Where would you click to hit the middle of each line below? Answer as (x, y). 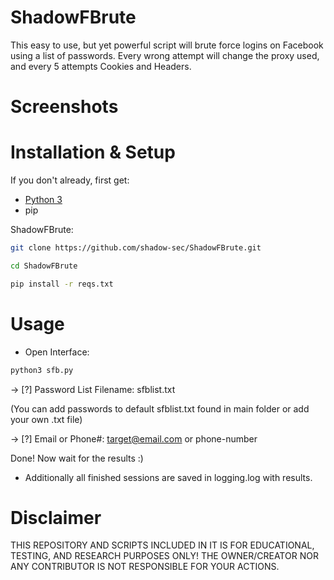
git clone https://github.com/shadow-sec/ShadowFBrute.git (136, 248)
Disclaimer (56, 517)
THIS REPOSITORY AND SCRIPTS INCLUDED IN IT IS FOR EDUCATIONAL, (162, 545)
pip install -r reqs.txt (62, 284)
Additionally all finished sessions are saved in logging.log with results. (168, 477)
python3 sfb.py (42, 370)
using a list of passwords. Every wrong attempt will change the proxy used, (165, 55)
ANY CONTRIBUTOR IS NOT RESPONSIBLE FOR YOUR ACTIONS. (145, 567)
